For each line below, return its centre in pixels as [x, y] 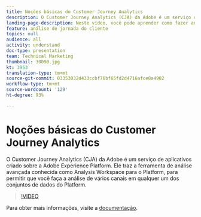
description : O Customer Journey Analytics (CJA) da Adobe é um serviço [99, 17]
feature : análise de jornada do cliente [57, 28]
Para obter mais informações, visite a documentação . [72, 207]
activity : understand [33, 45]
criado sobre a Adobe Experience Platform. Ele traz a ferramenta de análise [99, 166]
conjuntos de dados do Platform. [46, 184]
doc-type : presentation [36, 51]
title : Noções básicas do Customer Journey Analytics [75, 12]
